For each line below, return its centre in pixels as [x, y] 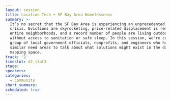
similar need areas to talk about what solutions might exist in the [85, 47]
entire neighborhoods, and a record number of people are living [81, 33]
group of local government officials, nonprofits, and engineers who [85, 43]
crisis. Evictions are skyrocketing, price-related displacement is [84, 29]
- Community [23, 80]
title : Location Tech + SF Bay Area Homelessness [59, 15]
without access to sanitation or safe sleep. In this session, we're [85, 38]
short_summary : [21, 85]
